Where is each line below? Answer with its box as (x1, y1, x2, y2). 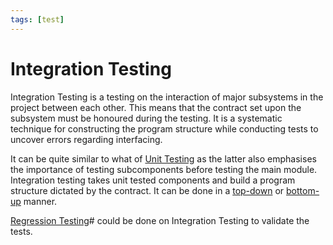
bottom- (286, 184, 320, 196)
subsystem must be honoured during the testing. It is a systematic (10, 112, 283, 124)
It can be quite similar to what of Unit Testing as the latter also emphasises (10, 152, 317, 165)
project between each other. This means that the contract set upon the (10, 101, 302, 113)
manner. (23, 195, 58, 207)
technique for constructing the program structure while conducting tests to (10, 122, 319, 135)
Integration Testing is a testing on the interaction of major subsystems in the (10, 91, 324, 103)
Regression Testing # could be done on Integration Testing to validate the (10, 214, 310, 226)
